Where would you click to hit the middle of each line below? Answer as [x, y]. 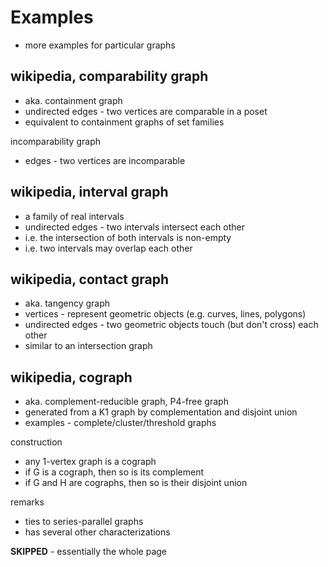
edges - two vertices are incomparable [105, 160]
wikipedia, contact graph [89, 279]
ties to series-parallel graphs [84, 522]
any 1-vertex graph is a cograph [90, 462]
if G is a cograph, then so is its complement [114, 472]
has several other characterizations [97, 532]
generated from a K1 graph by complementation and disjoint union [161, 412]
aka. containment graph [73, 100]
